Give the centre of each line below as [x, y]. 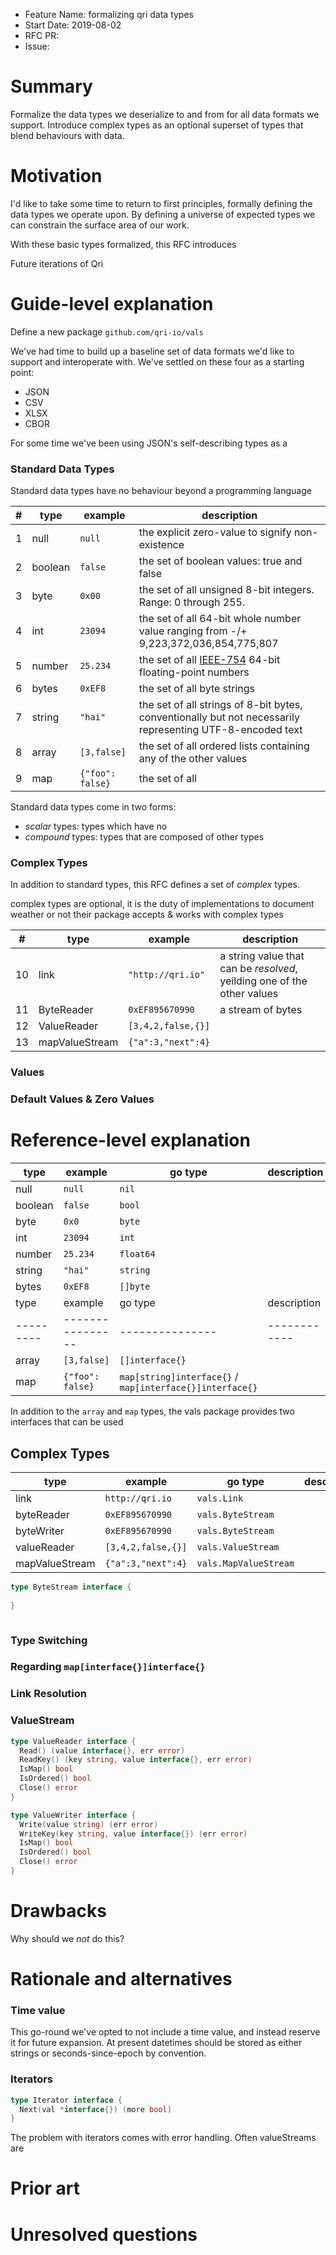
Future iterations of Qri [57, 263]
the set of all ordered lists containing [224, 746]
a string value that [262, 956]
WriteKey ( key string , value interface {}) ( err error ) [133, 1834]
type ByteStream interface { [71, 1587]
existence [161, 545]
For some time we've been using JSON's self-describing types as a [149, 443]
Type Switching [49, 1640]
